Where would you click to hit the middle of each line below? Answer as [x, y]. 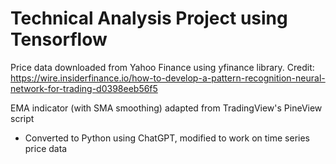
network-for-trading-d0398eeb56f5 [84, 88]
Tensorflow [59, 39]
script [22, 118]
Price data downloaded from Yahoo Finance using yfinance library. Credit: [162, 67]
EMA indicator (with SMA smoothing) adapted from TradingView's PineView [166, 108]
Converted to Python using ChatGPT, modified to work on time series [167, 138]
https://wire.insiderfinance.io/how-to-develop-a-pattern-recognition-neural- [168, 78]
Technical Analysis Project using [149, 18]
